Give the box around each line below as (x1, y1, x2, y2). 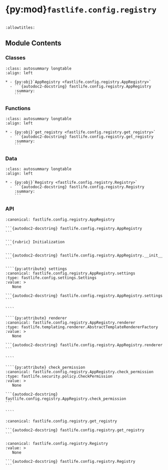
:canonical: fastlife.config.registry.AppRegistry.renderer (5, 320, 136, 325)
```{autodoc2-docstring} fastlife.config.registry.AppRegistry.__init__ (5, 252, 163, 258)
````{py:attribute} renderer (5, 315, 67, 321)
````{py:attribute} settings (5, 266, 67, 271)
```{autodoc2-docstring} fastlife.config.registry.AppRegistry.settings (5, 293, 163, 298)
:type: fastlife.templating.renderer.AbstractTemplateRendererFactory (5, 324, 158, 330)
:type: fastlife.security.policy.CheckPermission (5, 374, 113, 379)
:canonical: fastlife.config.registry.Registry (5, 441, 108, 446)
